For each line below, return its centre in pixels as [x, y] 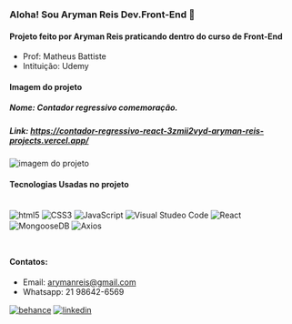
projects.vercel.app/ [49, 140]
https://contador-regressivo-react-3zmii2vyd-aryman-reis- [147, 130]
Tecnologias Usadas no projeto [69, 184]
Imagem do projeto [46, 86]
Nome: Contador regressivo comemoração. [94, 107]
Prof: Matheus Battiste [65, 56]
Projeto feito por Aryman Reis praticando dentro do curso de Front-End [146, 36]
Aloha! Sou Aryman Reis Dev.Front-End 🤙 [102, 15]
